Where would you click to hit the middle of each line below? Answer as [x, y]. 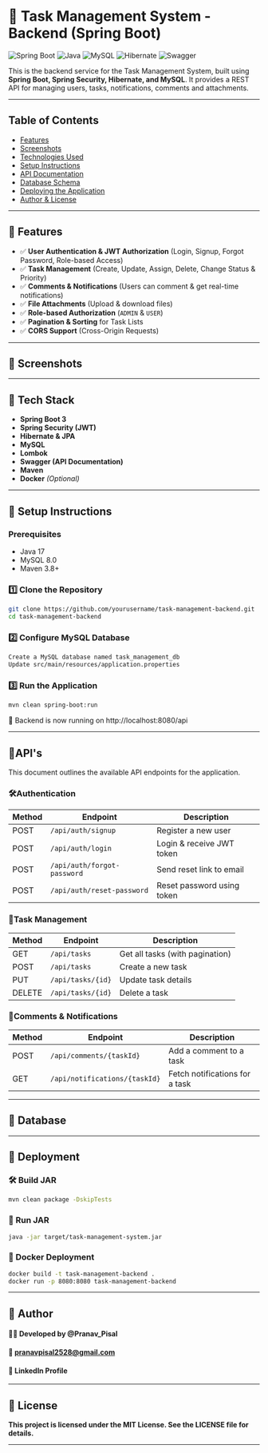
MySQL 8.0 [38, 559]
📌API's [25, 753]
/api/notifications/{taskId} [106, 1079]
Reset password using [198, 886]
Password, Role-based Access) [71, 260]
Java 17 [32, 551]
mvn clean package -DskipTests [60, 1200]
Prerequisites [35, 534]
